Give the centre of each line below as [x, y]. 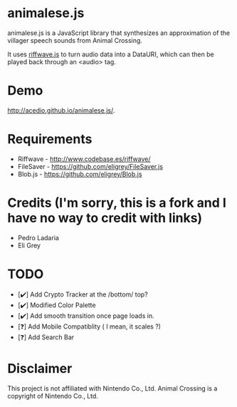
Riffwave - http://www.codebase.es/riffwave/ [84, 159]
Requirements [50, 139]
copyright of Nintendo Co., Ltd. [53, 396]
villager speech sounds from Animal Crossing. [75, 40]
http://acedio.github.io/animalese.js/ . [61, 110]
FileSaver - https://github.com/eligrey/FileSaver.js [90, 166]
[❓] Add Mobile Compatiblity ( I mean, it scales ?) [89, 326]
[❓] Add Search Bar [46, 337]
